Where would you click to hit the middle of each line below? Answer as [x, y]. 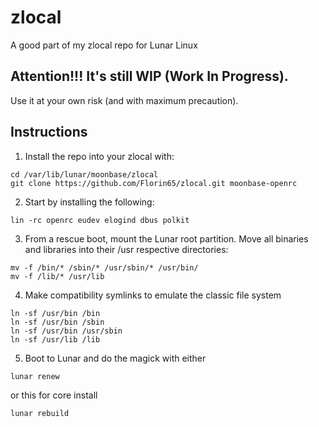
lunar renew [35, 376]
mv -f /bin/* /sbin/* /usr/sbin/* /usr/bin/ [104, 267]
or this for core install [54, 395]
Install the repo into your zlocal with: [99, 156]
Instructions [49, 132]
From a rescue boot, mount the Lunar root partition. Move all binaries [166, 238]
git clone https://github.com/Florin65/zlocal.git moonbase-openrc [154, 183]
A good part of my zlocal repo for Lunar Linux [104, 45]
